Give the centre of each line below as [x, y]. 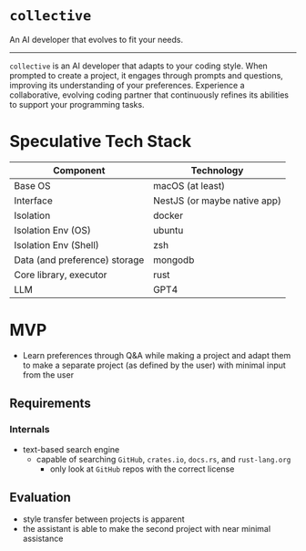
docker [168, 215]
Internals [30, 430]
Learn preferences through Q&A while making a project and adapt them [157, 355]
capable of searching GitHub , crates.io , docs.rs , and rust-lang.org [163, 459]
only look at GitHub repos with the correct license [142, 469]
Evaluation [40, 497]
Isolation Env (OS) [52, 230]
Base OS [33, 185]
